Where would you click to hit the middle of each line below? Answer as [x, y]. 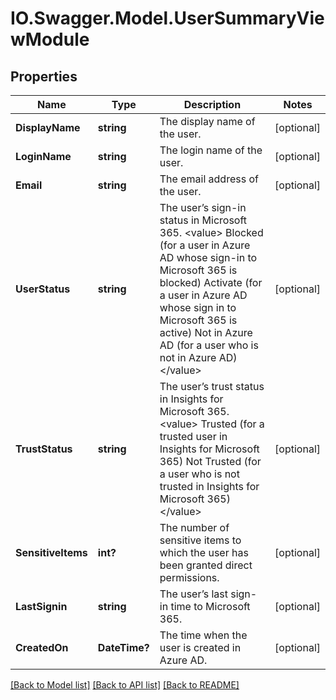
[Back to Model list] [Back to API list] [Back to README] [125, 685]
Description [212, 104]
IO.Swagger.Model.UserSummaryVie [167, 18]
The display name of [207, 121]
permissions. [189, 577]
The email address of [209, 179]
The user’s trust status [212, 386]
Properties [44, 76]
